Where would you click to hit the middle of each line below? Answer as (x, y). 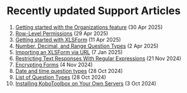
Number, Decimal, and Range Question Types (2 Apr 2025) (87, 46)
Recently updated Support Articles (94, 11)
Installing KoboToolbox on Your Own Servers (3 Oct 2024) (86, 83)
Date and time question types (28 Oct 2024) (69, 71)
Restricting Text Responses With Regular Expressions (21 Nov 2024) (98, 58)
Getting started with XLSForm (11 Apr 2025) (68, 39)
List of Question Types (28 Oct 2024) (61, 77)
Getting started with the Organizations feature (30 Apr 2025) (89, 27)
